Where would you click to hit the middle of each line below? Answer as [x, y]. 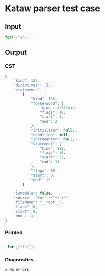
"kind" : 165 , [44, 99]
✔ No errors [17, 269]
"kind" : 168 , [53, 148]
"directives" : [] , [32, 85]
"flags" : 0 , [26, 207]
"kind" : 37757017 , [58, 108]
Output [16, 53]
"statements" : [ [30, 90]
